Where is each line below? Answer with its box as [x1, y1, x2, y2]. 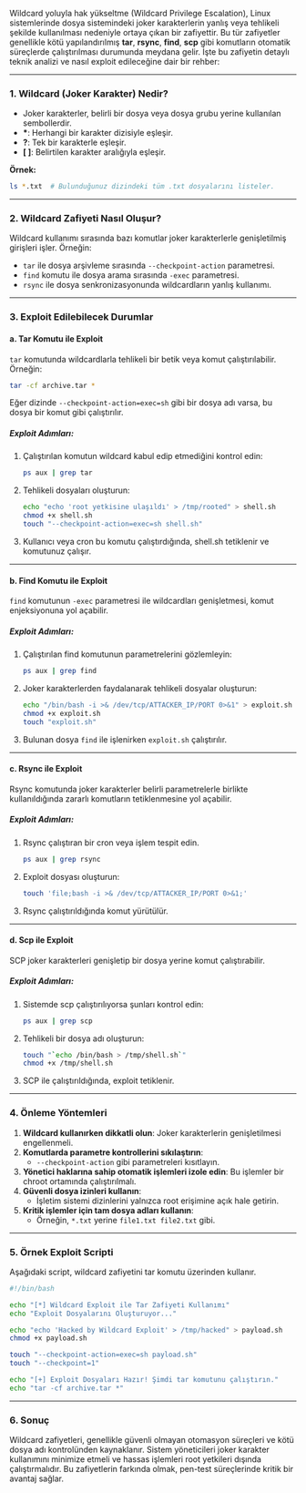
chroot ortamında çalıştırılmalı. [22, 1175, 137, 1187]
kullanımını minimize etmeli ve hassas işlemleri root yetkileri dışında [9, 1454, 262, 1465]
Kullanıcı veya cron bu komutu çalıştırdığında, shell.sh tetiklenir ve [22, 536, 270, 547]
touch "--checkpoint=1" [9, 1359, 100, 1368]
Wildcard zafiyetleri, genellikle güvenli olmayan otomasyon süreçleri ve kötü [9, 1435, 294, 1446]
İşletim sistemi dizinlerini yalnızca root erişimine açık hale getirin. [36, 1195, 280, 1206]
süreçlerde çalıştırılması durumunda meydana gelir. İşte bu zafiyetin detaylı [9, 46, 290, 57]
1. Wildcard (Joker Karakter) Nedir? [9, 87, 168, 99]
